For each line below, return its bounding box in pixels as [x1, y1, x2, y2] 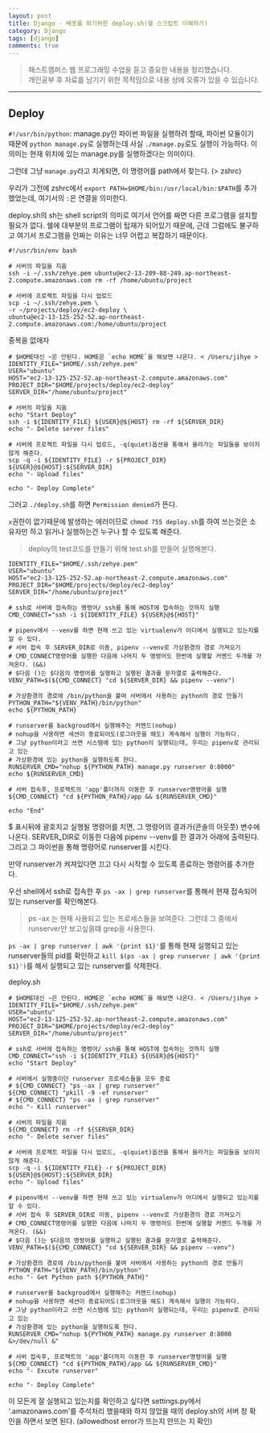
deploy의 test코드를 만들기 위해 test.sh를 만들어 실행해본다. [27, 543, 216, 553]
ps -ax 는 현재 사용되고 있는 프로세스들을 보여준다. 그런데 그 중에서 [27, 913, 238, 923]
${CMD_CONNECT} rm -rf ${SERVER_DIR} [8, 1125, 135, 1133]
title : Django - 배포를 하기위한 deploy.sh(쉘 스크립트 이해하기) [8, 19, 208, 27]
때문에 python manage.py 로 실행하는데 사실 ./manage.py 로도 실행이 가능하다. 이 [8, 139, 258, 148]
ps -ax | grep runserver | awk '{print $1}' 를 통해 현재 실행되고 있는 [8, 941, 239, 950]
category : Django [8, 27, 67, 35]
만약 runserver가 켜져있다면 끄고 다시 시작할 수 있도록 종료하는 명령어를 [8, 859, 234, 869]
